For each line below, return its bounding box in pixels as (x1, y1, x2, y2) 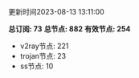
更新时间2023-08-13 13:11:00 (8, 7, 104, 16)
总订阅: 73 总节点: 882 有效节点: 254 (8, 24, 131, 34)
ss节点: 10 (19, 61, 54, 71)
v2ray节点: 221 (19, 41, 69, 51)
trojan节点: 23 (19, 51, 67, 60)
